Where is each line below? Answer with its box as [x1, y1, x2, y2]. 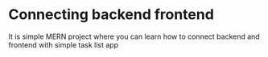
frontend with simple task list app [8, 40, 119, 49]
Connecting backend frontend [8, 6, 215, 24]
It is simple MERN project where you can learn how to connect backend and [8, 32, 260, 41]
